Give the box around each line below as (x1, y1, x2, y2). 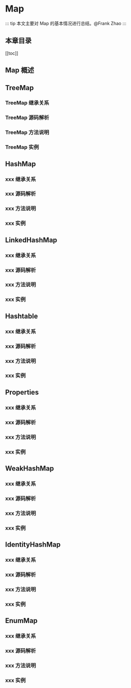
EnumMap (5, 617, 38, 625)
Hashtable (5, 312, 38, 320)
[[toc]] (5, 50, 18, 56)
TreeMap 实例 (5, 144, 39, 151)
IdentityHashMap (5, 541, 61, 549)
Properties (5, 388, 39, 397)
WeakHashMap (5, 464, 54, 473)
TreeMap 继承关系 (5, 99, 49, 106)
